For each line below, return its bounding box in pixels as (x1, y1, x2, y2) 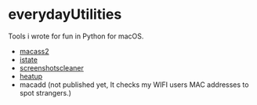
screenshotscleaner (19, 63, 84, 72)
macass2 (19, 46, 49, 56)
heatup (19, 71, 43, 81)
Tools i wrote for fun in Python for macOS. (8, 31, 144, 41)
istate (19, 55, 38, 64)
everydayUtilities (8, 5, 122, 24)
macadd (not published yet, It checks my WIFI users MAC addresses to (19, 80, 249, 89)
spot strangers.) (19, 88, 72, 97)
